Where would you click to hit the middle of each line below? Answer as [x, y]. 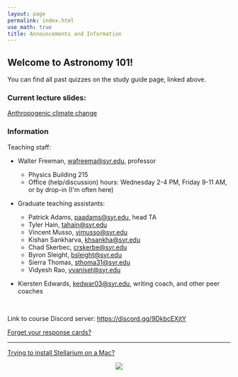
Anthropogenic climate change [52, 113]
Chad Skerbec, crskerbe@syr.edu [78, 247]
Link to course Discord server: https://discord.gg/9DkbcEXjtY [97, 318]
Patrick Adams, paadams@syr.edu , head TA [92, 217]
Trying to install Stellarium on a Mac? [61, 352]
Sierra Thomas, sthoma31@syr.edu [79, 262]
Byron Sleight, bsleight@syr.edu [75, 254]
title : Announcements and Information [64, 34]
